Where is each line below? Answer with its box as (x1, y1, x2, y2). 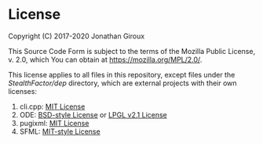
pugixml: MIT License (19, 118, 89, 128)
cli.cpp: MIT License (19, 102, 86, 111)
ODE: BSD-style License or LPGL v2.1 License (19, 110, 167, 119)
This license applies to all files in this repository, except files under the (8, 70, 236, 79)
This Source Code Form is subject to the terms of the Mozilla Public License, (8, 46, 256, 56)
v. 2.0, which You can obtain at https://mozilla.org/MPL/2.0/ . (8, 55, 203, 64)
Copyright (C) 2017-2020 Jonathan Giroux (8, 31, 145, 41)
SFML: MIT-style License (19, 127, 100, 136)
